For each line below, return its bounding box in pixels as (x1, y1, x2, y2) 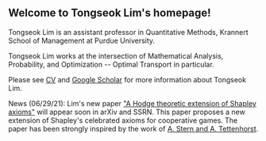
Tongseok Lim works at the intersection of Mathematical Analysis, (8, 51, 224, 60)
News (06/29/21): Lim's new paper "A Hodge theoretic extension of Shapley (8, 98, 256, 108)
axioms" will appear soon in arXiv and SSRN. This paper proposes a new (8, 107, 246, 116)
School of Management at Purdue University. (8, 36, 156, 45)
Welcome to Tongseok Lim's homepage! (8, 6, 212, 20)
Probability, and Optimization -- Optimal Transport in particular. (8, 59, 214, 69)
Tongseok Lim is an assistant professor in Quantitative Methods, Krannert (8, 27, 249, 36)
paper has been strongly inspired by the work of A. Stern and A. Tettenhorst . (8, 124, 259, 133)
